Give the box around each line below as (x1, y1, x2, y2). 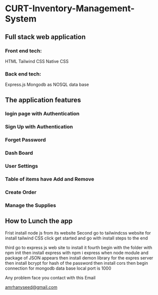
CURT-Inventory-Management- (5, 3, 135, 14)
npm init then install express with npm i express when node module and (5, 250, 149, 256)
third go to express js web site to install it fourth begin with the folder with (5, 244, 152, 250)
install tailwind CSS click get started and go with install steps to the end (5, 235, 148, 241)
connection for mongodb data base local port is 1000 (5, 265, 111, 271)
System (5, 13, 37, 24)
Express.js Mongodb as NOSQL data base (5, 81, 89, 88)
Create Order (5, 189, 36, 196)
